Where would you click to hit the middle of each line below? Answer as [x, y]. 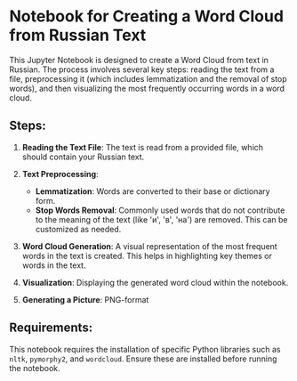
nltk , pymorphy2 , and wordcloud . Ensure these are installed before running [143, 359]
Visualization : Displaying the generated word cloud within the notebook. [155, 282]
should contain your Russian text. [83, 157]
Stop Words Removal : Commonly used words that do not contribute [160, 210]
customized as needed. [78, 229]
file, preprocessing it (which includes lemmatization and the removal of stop [148, 78]
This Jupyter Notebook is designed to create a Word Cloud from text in [139, 60]
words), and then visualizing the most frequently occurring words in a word [147, 88]
